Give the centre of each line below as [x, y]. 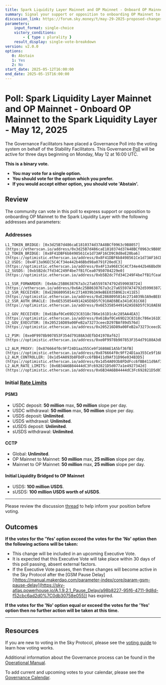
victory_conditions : [35, 33]
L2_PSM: [13, 336]
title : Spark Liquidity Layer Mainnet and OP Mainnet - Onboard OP [76, 10]
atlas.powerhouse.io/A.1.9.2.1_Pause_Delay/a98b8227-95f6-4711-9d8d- [85, 591]
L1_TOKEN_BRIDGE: [23, 245]
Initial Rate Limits [26, 383]
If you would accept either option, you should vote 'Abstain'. [75, 184]
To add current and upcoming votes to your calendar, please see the [75, 672]
